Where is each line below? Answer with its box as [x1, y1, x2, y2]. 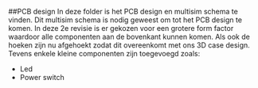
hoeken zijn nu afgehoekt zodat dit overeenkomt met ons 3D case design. [8, 40, 251, 50]
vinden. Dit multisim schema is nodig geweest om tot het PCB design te [8, 15, 243, 25]
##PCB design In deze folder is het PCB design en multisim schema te [8, 7, 239, 16]
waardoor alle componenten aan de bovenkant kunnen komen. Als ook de [8, 32, 251, 41]
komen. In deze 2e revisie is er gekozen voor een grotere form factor [8, 24, 234, 33]
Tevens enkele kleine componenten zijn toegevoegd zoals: [8, 49, 201, 58]
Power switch [19, 73, 65, 82]
